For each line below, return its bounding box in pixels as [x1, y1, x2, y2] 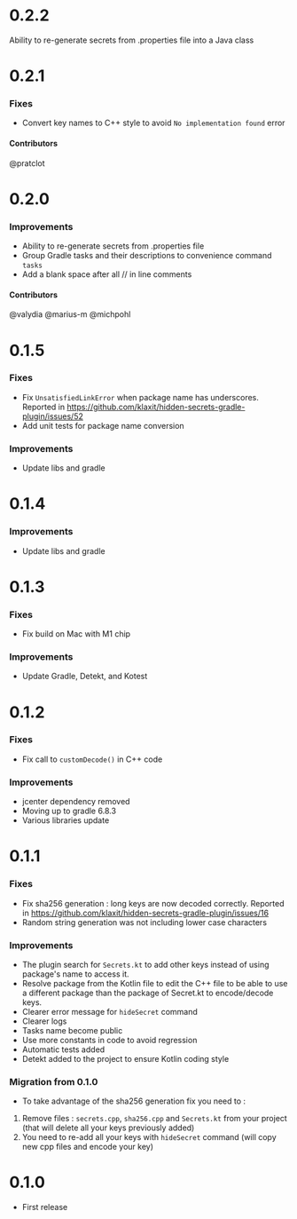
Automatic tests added [21, 1044, 106, 1055]
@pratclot [9, 157, 46, 169]
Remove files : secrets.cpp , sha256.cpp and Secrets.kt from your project [21, 1113, 288, 1124]
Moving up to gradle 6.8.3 [21, 805, 117, 817]
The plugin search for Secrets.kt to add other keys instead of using [21, 959, 270, 970]
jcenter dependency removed [21, 796, 130, 807]
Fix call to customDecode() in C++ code [21, 754, 163, 764]
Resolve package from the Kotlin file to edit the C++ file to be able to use [21, 978, 288, 988]
